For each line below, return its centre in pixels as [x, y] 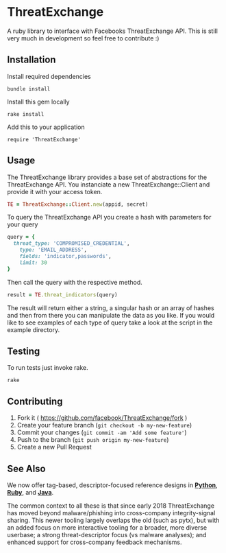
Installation [32, 60]
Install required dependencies [49, 76]
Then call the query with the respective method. [75, 282]
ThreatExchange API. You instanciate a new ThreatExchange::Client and [109, 184]
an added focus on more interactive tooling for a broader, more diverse [107, 528]
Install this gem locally [38, 102]
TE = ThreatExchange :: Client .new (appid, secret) [78, 204]
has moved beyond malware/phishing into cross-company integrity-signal [111, 513]
